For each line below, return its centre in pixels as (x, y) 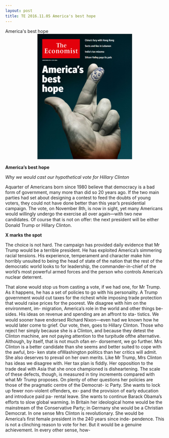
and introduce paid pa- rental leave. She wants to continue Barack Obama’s (84, 396)
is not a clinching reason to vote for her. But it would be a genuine (74, 424)
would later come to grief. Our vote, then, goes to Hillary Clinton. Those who (84, 325)
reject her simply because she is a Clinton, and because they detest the (79, 330)
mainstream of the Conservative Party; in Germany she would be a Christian (84, 408)
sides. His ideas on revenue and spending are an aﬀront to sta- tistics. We (82, 314)
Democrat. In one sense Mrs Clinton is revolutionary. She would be (74, 413)
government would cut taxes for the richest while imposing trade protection (84, 297)
